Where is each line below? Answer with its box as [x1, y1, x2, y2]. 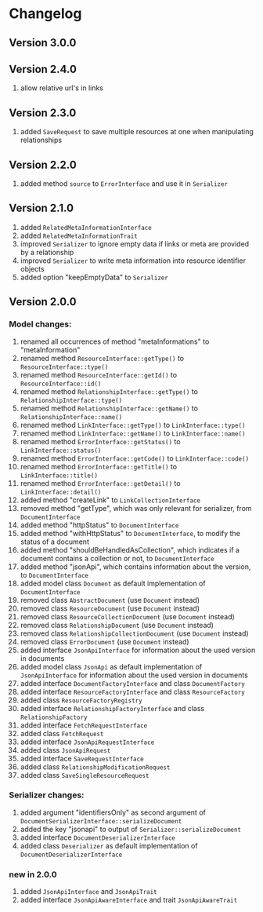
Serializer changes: [9, 790, 85, 801]
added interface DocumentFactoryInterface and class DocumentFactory [20, 678, 245, 688]
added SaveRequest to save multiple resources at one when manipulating [20, 127, 254, 137]
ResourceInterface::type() [20, 363, 109, 371]
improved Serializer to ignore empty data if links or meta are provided [20, 239, 250, 248]
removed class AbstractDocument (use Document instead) [20, 595, 200, 604]
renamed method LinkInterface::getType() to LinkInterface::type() [20, 420, 246, 429]
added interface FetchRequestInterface [20, 720, 148, 730]
